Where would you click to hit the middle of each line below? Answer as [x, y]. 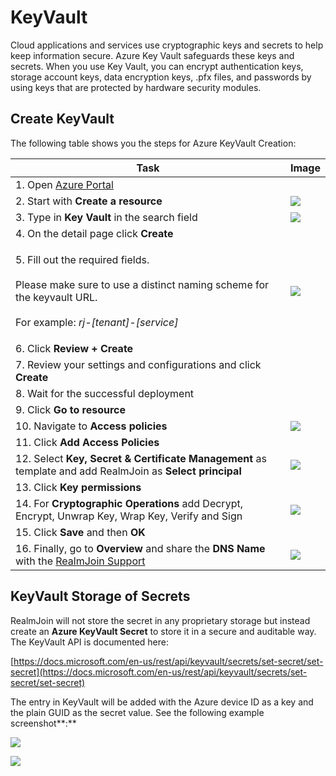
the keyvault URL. [56, 297]
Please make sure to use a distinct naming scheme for [142, 284]
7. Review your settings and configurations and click [138, 364]
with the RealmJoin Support [80, 561]
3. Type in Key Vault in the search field [106, 217]
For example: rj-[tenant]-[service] [97, 322]
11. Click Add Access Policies [87, 442]
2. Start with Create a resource [89, 201]
